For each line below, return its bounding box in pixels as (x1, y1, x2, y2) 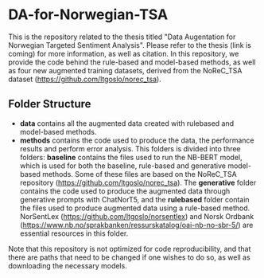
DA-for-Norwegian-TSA (8, 6, 169, 24)
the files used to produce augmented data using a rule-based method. (19, 203, 250, 213)
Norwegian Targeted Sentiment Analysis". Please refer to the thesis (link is (8, 40, 252, 49)
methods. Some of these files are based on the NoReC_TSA (42, 169, 237, 178)
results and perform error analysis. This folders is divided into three (19, 143, 241, 153)
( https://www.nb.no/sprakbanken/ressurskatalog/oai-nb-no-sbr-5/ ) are (19, 220, 254, 229)
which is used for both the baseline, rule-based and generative (19, 161, 227, 170)
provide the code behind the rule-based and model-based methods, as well (8, 57, 256, 67)
